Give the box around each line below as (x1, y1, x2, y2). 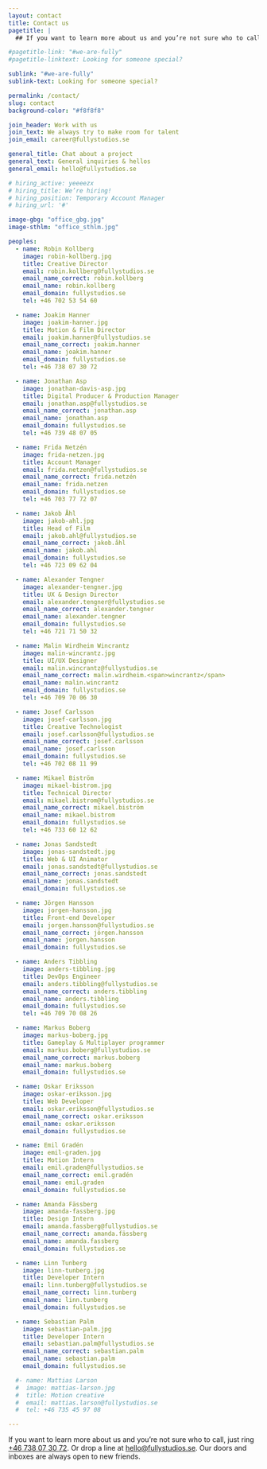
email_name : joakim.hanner (22, 348, 112, 357)
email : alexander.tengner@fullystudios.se (22, 598, 165, 606)
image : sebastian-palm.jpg (22, 1325, 112, 1333)
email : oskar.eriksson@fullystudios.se (22, 1105, 155, 1112)
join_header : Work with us (8, 121, 98, 129)
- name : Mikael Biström (15, 773, 94, 782)
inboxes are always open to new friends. (8, 1451, 141, 1461)
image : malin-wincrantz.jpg (22, 649, 115, 657)
